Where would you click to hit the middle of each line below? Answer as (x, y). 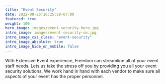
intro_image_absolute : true (34, 42)
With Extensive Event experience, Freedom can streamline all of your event (82, 60)
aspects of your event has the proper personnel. (55, 76)
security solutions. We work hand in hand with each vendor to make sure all (83, 71)
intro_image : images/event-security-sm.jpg (51, 33)
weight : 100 (17, 23)
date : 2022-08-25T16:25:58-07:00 (40, 14)
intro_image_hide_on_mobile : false (42, 46)
